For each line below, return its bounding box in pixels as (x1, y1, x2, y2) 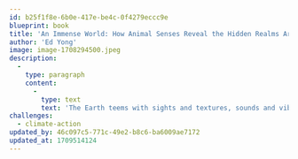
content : (25, 79, 58, 87)
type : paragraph (25, 71, 86, 79)
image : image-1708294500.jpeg (9, 46, 122, 55)
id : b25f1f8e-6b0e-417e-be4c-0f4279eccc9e (9, 12, 169, 22)
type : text (41, 95, 82, 104)
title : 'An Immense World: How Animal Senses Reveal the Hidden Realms (9, 29, 279, 38)
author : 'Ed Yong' (9, 37, 77, 47)
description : (9, 54, 58, 63)
